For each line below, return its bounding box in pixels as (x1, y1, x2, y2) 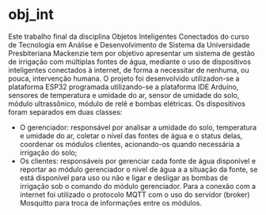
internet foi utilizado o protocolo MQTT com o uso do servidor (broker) (19, 190, 251, 199)
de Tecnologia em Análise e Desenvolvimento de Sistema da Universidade (8, 40, 251, 49)
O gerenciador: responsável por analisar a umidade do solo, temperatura (19, 123, 257, 132)
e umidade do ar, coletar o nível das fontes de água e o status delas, (19, 130, 243, 140)
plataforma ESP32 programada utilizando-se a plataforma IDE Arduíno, (8, 81, 239, 92)
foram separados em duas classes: (8, 107, 123, 116)
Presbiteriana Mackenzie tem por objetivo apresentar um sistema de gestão (8, 48, 255, 58)
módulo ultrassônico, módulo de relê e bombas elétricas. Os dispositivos (8, 99, 245, 108)
